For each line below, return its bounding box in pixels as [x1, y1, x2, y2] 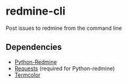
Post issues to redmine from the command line [5, 24, 123, 32]
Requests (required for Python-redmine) [14, 65, 115, 72]
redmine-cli [5, 4, 66, 18]
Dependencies [5, 42, 62, 52]
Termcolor [14, 71, 41, 79]
